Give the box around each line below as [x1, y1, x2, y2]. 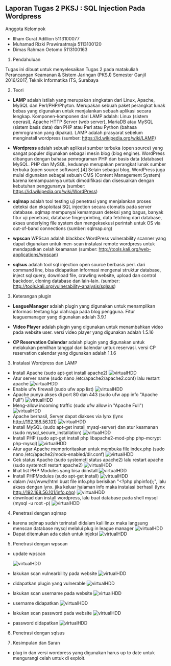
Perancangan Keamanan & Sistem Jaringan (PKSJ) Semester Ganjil [5, 72, 146, 78]
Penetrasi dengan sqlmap [12, 510, 67, 516]
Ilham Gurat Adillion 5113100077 [12, 35, 80, 41]
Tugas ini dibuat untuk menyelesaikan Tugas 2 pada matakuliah [5, 66, 139, 72]
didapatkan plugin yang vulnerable [12, 580, 86, 586]
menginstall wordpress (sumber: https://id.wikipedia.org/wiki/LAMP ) [12, 135, 157, 141]
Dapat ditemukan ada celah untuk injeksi [12, 531, 99, 537]
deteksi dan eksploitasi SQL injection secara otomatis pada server [12, 203, 152, 210]
